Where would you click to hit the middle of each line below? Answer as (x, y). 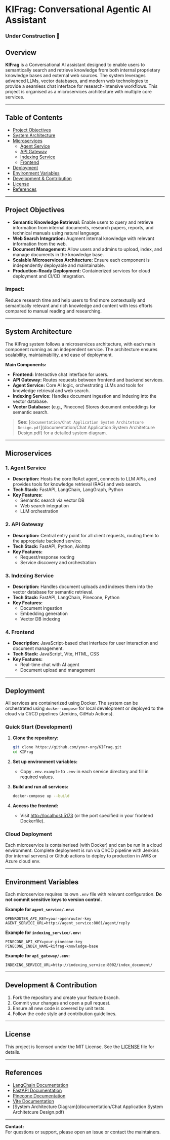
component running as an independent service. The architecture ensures (81, 349)
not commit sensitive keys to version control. (54, 900)
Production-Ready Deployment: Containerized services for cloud (81, 270)
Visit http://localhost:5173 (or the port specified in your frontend (87, 815)
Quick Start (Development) (39, 727)
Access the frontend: (35, 806)
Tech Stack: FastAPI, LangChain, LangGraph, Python (68, 490)
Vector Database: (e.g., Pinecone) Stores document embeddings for (84, 406)
